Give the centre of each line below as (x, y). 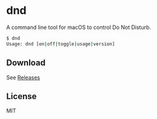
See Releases (23, 77)
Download (26, 63)
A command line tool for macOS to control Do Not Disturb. (79, 27)
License (22, 96)
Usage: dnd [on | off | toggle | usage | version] (61, 44)
